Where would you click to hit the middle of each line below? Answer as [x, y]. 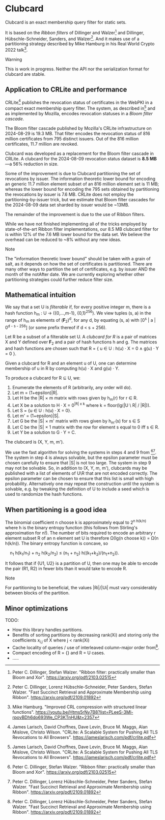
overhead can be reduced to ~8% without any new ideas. [63, 240]
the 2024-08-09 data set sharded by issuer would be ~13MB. [67, 205]
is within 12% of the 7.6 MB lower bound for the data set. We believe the [78, 235]
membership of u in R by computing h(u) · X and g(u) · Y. [62, 368]
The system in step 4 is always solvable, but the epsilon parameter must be [82, 457]
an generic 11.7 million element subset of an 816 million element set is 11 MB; [82, 184]
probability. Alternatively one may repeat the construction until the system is [82, 484]
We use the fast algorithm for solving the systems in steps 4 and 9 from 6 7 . [81, 452]
